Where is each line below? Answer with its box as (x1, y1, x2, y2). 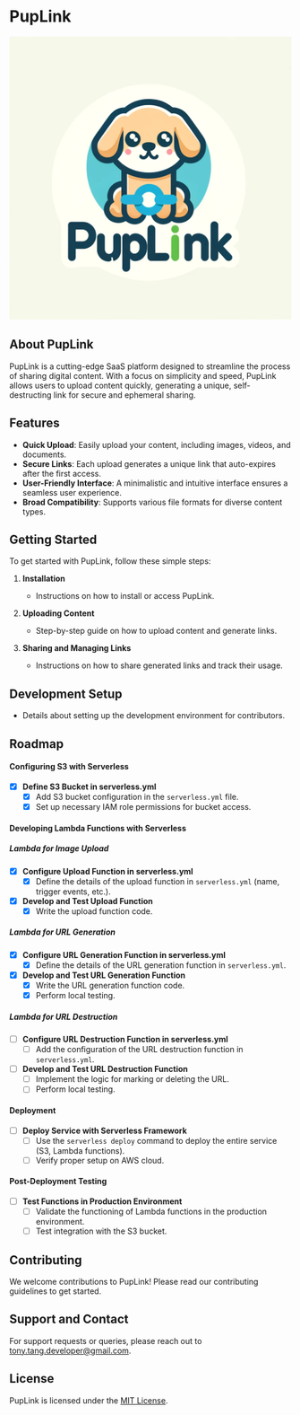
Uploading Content (21, 608, 95, 619)
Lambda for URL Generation (9, 927, 116, 937)
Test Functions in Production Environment (21, 1196, 183, 1207)
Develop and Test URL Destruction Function (21, 1064, 188, 1075)
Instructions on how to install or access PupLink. (35, 591, 215, 602)
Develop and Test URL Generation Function (21, 970, 186, 980)
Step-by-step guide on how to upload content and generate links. (35, 626, 278, 637)
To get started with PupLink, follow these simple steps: (9, 556, 211, 567)
